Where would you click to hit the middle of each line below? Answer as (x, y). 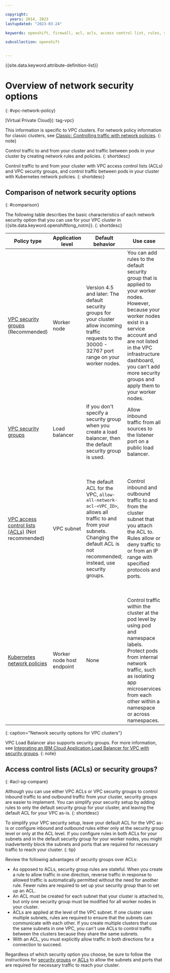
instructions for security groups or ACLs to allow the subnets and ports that (84, 959)
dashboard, (141, 360)
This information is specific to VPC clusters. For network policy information (83, 130)
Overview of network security (70, 86)
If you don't (100, 407)
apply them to (144, 385)
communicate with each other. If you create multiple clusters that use (85, 923)
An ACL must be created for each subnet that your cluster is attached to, (88, 896)
